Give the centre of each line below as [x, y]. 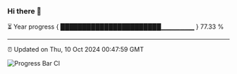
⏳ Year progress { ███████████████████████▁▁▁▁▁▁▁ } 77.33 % [116, 27]
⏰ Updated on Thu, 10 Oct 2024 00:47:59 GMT [76, 50]
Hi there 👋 [25, 11]
